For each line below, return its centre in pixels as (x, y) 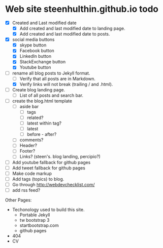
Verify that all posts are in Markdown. (57, 79)
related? (35, 118)
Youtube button (35, 67)
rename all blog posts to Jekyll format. (51, 73)
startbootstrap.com (39, 225)
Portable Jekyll (35, 215)
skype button (33, 45)
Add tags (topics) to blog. (38, 179)
